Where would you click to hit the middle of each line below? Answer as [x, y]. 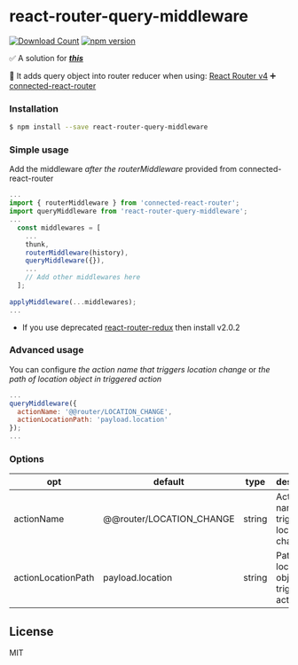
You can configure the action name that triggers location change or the [140, 369]
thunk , [37, 244]
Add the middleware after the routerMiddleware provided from [123, 169]
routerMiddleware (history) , [77, 253]
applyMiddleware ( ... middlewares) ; [73, 302]
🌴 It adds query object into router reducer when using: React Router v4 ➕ [143, 75]
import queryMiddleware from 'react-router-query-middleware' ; [129, 211]
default [169, 482]
